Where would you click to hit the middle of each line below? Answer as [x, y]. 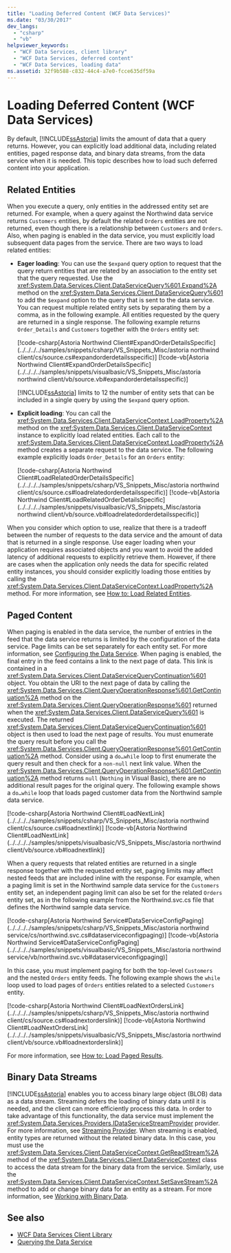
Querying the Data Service [55, 1242]
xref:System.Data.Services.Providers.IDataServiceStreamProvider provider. [113, 1123]
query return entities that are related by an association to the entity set [117, 271]
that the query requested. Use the [65, 278]
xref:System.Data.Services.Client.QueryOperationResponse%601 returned [112, 705]
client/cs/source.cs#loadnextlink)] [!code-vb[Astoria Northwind [97, 828]
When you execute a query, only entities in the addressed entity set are [108, 207]
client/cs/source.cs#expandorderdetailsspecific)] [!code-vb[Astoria [113, 357]
